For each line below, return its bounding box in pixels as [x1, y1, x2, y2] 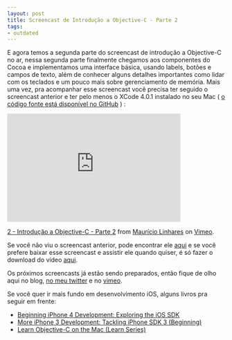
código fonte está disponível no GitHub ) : [7, 100, 126, 108]
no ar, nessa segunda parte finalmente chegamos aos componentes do [7, 56, 211, 64]
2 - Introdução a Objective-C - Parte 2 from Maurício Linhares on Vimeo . [7, 228, 215, 236]
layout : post [7, 10, 45, 17]
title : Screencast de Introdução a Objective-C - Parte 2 [7, 17, 178, 24]
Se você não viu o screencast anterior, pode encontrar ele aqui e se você [7, 241, 216, 249]
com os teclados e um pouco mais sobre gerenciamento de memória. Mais [7, 78, 220, 87]
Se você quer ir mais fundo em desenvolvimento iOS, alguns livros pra [7, 290, 208, 298]
